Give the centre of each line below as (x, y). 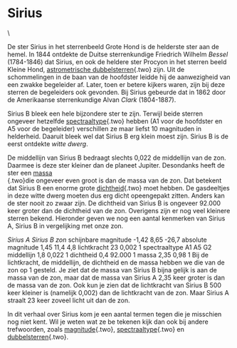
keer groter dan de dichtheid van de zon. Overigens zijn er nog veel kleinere (119, 210)
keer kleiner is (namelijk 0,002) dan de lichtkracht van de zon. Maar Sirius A (118, 292)
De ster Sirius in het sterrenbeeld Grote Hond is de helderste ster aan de (113, 46)
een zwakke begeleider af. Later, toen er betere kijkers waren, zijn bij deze (116, 84)
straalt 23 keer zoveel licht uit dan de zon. (69, 300)
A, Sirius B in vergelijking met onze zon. (65, 225)
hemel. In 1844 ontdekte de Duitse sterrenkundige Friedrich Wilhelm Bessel (118, 54)
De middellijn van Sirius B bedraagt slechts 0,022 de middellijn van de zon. (117, 158)
